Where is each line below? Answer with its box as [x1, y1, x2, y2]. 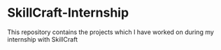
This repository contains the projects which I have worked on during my [7, 28, 215, 36]
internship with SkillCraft [7, 35, 78, 43]
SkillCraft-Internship [7, 5, 129, 21]
